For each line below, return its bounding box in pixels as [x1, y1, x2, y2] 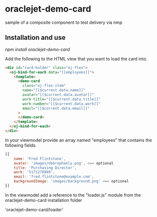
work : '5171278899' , [14, 170, 55, 175]
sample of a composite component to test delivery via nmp [5, 19, 123, 25]
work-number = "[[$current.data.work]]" [22, 101, 101, 106]
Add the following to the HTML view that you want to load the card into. [5, 56, 148, 62]
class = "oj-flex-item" [22, 83, 66, 88]
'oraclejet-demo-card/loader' [5, 206, 63, 212]
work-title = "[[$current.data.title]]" [22, 97, 101, 101]
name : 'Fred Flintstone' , [14, 156, 66, 161]
